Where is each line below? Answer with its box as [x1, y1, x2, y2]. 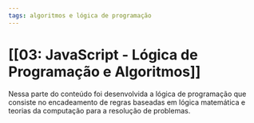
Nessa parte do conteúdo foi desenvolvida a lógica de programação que [8, 89, 247, 98]
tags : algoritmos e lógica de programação [8, 11, 152, 20]
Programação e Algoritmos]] [8, 63, 201, 80]
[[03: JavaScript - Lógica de [8, 45, 198, 63]
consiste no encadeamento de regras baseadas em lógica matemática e [8, 97, 246, 107]
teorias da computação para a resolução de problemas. [8, 106, 191, 115]
